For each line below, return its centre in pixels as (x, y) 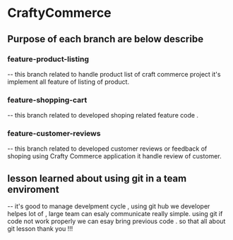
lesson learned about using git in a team (97, 178)
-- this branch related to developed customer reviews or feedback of (107, 149)
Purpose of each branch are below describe (105, 39)
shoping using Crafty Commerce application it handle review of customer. (114, 156)
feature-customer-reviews (54, 134)
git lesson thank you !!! (40, 229)
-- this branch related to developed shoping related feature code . (103, 115)
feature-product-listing (48, 59)
